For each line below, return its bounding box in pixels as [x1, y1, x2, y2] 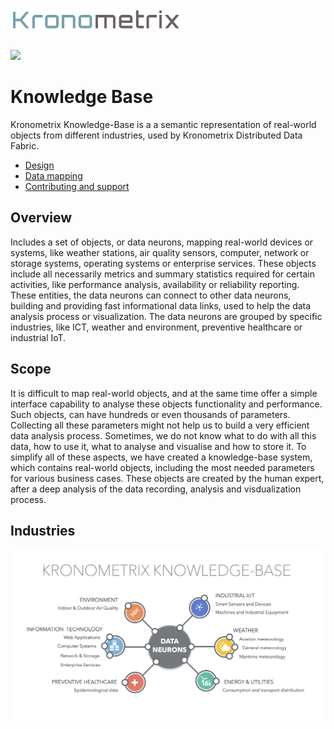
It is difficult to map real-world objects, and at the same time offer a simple [10, 387, 318, 399]
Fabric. [10, 139, 40, 152]
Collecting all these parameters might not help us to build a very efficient [10, 419, 310, 431]
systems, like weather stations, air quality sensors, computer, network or [10, 246, 310, 258]
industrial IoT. [10, 331, 67, 343]
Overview [10, 209, 73, 227]
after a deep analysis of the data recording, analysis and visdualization [10, 483, 302, 495]
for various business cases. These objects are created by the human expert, [10, 472, 325, 484]
